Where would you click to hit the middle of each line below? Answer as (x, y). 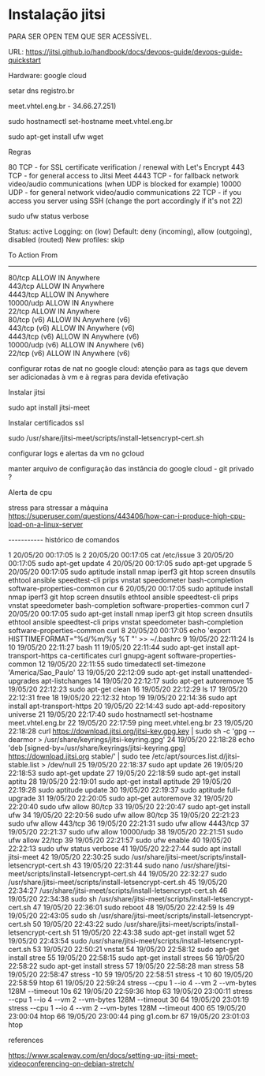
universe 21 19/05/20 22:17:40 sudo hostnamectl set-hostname (110, 714)
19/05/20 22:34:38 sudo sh (52, 898)
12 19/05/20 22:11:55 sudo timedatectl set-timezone (122, 664)
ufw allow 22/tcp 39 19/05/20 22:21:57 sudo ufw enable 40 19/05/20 (120, 840)
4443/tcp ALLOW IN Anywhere (59, 294)
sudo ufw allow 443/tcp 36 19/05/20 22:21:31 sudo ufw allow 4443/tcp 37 (129, 823)
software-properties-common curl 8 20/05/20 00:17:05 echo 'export (119, 630)
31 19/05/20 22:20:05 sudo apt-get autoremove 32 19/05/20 (135, 798)
